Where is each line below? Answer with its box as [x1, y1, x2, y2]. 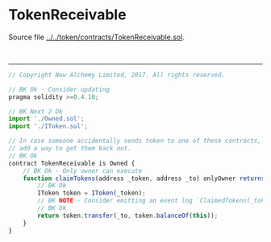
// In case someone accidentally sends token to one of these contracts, [8, 137, 262, 146]
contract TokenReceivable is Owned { [8, 159, 135, 167]
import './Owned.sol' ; [8, 115, 85, 123]
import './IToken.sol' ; [8, 122, 89, 130]
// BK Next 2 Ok [8, 107, 63, 116]
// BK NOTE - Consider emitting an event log [37, 197, 194, 205]
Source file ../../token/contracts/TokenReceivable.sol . [8, 32, 186, 42]
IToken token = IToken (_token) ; [37, 189, 147, 198]
